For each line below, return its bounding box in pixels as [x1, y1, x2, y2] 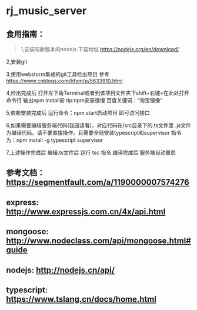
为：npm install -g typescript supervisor [6, 136, 103, 144]
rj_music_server [6, 4, 87, 18]
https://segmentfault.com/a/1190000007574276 [6, 178, 189, 188]
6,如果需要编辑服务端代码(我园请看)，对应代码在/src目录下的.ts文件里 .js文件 [6, 122, 191, 129]
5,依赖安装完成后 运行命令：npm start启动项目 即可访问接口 [6, 109, 150, 116]
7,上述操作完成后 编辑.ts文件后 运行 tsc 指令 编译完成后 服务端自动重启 [6, 149, 176, 156]
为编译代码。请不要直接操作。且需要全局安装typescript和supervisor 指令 [6, 129, 182, 136]
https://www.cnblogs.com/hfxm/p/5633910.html [6, 78, 123, 84]
